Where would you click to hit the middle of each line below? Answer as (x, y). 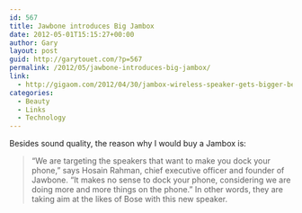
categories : (31, 93)
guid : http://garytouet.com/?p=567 (76, 59)
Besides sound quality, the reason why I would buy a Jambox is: (128, 144)
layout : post (34, 51)
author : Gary (34, 43)
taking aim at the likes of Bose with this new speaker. (129, 200)
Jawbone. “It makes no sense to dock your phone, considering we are (161, 180)
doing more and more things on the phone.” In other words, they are (157, 190)
